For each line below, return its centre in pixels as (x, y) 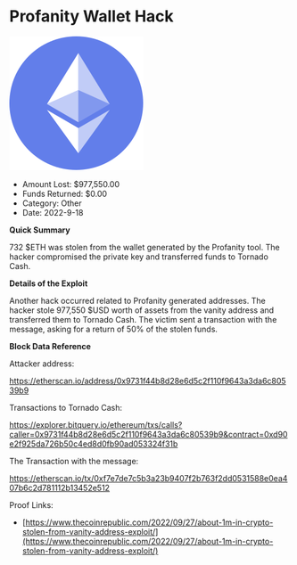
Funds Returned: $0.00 (65, 193)
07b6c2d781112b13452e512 (59, 487)
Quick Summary (40, 230)
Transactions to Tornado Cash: (66, 407)
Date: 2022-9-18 (53, 212)
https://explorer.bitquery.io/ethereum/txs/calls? (96, 424)
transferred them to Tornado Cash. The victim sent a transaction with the (143, 319)
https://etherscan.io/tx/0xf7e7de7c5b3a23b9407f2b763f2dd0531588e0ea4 (148, 478)
